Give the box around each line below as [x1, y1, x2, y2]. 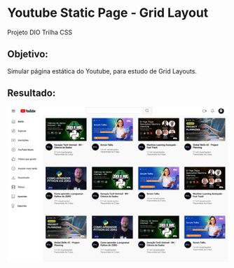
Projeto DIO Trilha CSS [7, 28, 72, 36]
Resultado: [7, 87, 56, 99]
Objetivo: [7, 48, 49, 60]
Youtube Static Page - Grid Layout [7, 5, 209, 21]
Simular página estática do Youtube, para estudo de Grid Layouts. [7, 66, 198, 75]
